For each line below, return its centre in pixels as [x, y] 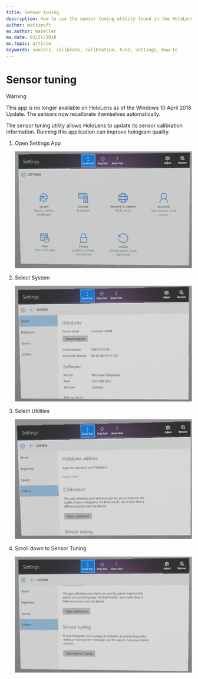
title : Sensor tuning [33, 12]
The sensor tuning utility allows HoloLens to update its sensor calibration [94, 125]
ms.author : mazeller [32, 31]
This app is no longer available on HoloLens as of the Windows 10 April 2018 [99, 108]
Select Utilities [32, 411]
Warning [16, 96]
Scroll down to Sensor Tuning [50, 548]
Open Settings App [38, 143]
